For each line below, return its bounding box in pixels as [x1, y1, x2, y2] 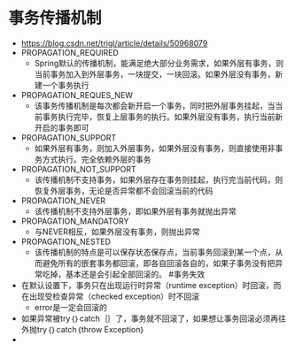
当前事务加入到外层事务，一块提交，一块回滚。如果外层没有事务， [34, 68, 276, 80]
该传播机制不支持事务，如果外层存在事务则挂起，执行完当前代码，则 [34, 174, 283, 185]
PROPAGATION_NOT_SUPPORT [20, 164, 136, 174]
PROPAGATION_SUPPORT [20, 132, 117, 142]
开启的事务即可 [34, 122, 89, 133]
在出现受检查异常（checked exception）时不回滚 [20, 291, 200, 301]
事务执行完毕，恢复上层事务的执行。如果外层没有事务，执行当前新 [42, 111, 283, 122]
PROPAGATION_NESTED [20, 236, 112, 247]
